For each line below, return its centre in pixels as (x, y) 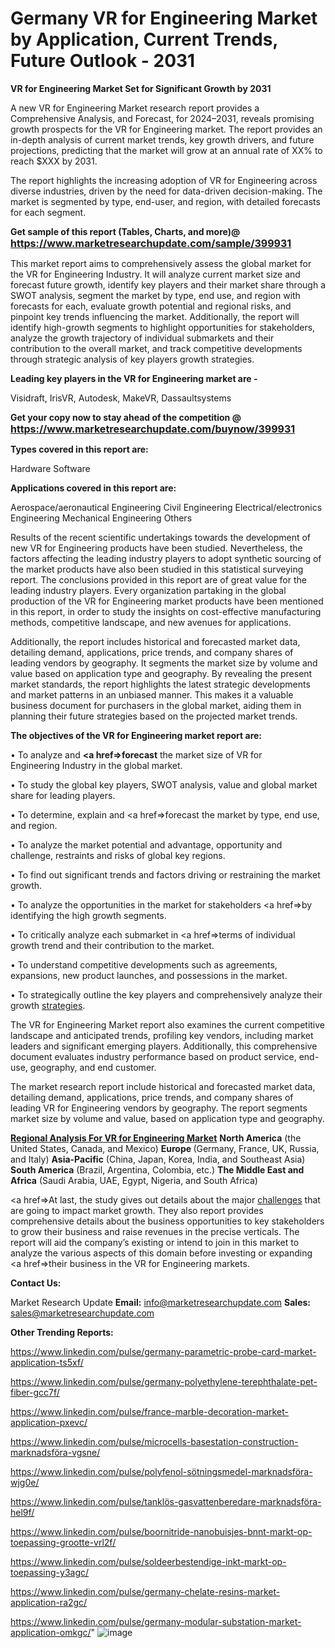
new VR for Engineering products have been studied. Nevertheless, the (156, 548)
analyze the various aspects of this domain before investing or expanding (161, 1253)
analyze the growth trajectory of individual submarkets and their (142, 338)
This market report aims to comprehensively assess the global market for (161, 263)
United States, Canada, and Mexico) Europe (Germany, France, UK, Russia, (165, 1148)
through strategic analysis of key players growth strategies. (132, 359)
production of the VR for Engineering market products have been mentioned (167, 601)
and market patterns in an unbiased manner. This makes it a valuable (152, 694)
